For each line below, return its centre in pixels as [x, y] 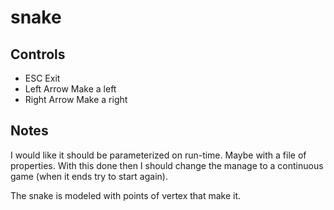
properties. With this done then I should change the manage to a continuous [167, 165]
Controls [38, 54]
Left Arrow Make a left [70, 89]
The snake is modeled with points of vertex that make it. [126, 195]
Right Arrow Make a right [76, 99]
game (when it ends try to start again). [89, 176]
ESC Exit [42, 78]
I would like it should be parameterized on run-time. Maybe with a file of [158, 155]
